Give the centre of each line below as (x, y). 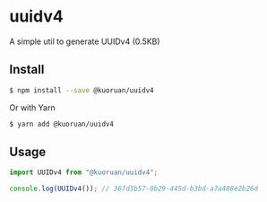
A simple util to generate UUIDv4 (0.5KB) (85, 41)
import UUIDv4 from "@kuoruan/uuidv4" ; (84, 172)
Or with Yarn (32, 107)
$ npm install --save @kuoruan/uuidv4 (82, 90)
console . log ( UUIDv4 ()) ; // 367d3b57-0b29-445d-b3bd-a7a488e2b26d (133, 189)
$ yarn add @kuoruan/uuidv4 (62, 124)
